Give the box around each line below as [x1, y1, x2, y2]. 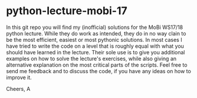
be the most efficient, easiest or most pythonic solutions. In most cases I [6, 36, 182, 43]
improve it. [6, 74, 32, 81]
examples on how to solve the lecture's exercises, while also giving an [6, 55, 177, 62]
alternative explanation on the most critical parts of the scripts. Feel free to [6, 61, 188, 68]
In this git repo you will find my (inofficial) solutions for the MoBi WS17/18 [6, 24, 183, 31]
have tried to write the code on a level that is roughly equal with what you [6, 43, 185, 50]
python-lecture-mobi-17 [6, 4, 128, 18]
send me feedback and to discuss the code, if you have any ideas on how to [6, 67, 192, 74]
